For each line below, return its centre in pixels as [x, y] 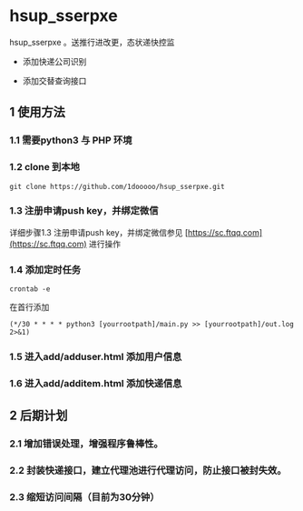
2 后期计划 [39, 416]
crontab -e [30, 289]
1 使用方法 [38, 112]
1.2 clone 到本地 [44, 167]
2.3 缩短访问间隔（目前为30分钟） [85, 497]
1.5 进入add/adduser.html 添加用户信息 [96, 357]
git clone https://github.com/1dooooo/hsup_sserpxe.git [117, 186]
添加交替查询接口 [54, 80]
